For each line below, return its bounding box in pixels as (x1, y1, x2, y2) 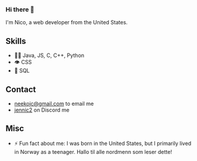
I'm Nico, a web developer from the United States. (5, 19, 128, 26)
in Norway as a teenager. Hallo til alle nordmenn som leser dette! (14, 148, 173, 155)
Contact (5, 84, 36, 94)
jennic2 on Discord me (14, 106, 69, 113)
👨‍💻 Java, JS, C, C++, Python (14, 52, 84, 59)
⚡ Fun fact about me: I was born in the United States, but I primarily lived (14, 140, 192, 147)
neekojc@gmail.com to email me (14, 100, 94, 107)
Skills (5, 36, 26, 46)
